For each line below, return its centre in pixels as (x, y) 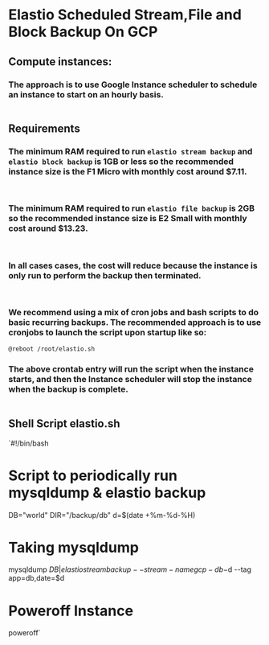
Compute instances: (60, 62)
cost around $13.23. (48, 228)
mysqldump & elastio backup (107, 493)
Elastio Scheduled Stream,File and (125, 15)
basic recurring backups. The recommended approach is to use (135, 322)
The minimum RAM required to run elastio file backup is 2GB (132, 208)
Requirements (44, 129)
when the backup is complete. (68, 389)
